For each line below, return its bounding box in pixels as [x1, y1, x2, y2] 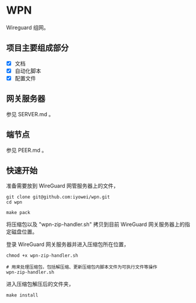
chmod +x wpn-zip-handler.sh [6, 253, 78, 259]
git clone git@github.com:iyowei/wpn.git [6, 194, 110, 200]
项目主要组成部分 [6, 43, 69, 53]
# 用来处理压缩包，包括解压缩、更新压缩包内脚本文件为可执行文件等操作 [6, 264, 157, 270]
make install [6, 292, 39, 298]
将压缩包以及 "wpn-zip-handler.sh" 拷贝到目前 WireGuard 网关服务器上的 [6, 221, 185, 228]
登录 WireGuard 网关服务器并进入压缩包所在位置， [6, 241, 129, 248]
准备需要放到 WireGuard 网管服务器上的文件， [6, 182, 119, 190]
